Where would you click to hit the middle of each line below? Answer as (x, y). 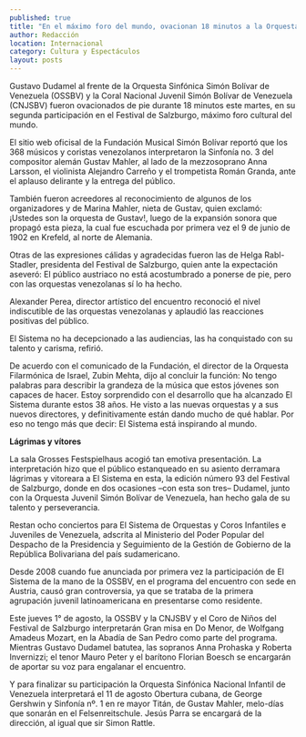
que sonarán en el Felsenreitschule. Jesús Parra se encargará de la (136, 713)
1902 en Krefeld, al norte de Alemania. (81, 237)
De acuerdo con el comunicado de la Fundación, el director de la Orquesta (149, 366)
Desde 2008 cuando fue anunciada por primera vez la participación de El (147, 571)
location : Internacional (56, 43)
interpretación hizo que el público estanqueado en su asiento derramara (145, 469)
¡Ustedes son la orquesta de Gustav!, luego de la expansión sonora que (143, 218)
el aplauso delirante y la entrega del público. (92, 181)
